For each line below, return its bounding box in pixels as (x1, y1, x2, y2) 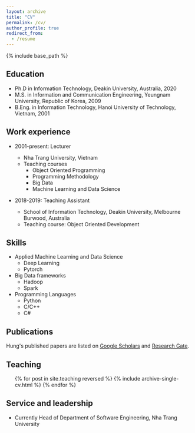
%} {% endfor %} (34, 381, 77, 389)
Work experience (6, 127, 71, 137)
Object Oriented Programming (32, 166, 105, 174)
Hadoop (23, 278, 43, 286)
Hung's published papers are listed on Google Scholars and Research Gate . (6, 342, 190, 349)
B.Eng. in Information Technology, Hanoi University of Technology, (14, 104, 176, 111)
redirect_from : (6, 31, 44, 37)
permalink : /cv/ (6, 19, 46, 25)
